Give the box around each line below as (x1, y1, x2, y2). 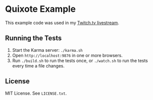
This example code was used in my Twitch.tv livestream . (5, 20, 119, 26)
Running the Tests (5, 34, 62, 42)
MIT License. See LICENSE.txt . (5, 90, 67, 96)
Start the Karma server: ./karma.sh (12, 47, 83, 53)
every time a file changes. (12, 63, 65, 68)
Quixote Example (5, 3, 76, 15)
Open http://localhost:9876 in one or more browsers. (12, 52, 123, 58)
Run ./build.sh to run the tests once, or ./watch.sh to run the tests (12, 58, 148, 64)
